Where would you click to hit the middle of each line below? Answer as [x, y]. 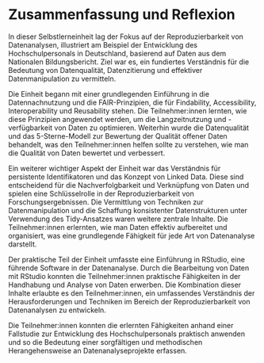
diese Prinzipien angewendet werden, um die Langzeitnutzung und [117, 119]
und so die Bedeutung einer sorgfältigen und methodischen [105, 342]
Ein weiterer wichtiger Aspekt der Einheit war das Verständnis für [115, 168]
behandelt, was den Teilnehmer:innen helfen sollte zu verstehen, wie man [128, 144]
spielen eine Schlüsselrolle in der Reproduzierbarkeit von [101, 193]
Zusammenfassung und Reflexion [122, 15]
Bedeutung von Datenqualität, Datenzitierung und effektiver [105, 70]
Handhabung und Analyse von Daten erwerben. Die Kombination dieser [125, 285]
